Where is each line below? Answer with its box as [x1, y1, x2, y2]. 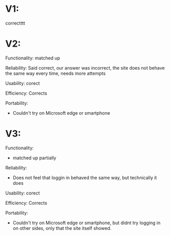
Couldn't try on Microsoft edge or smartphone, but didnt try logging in [12, 220, 161, 226]
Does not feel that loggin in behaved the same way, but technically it [12, 175, 157, 181]
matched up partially [12, 155, 56, 161]
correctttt [5, 20, 26, 26]
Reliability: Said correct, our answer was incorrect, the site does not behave [5, 65, 165, 71]
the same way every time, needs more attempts [5, 70, 106, 76]
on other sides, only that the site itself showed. [12, 225, 112, 231]
